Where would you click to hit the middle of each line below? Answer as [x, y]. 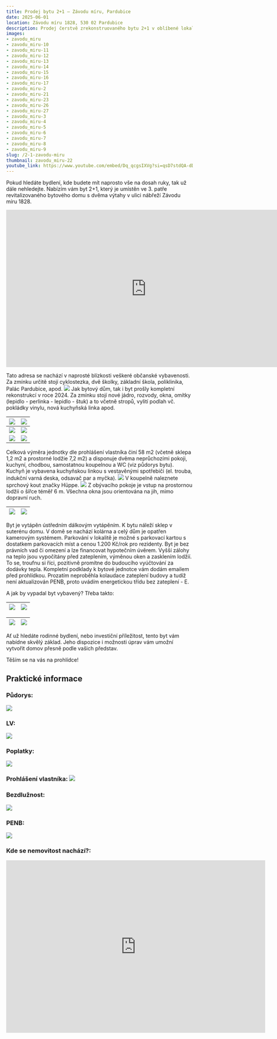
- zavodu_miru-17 [28, 84]
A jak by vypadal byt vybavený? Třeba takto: [60, 594]
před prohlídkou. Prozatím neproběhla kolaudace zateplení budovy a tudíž [96, 576]
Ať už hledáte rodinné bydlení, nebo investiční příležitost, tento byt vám [93, 636]
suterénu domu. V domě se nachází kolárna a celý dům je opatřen [86, 531]
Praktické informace [44, 679]
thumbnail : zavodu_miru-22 [39, 161]
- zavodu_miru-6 [26, 133]
